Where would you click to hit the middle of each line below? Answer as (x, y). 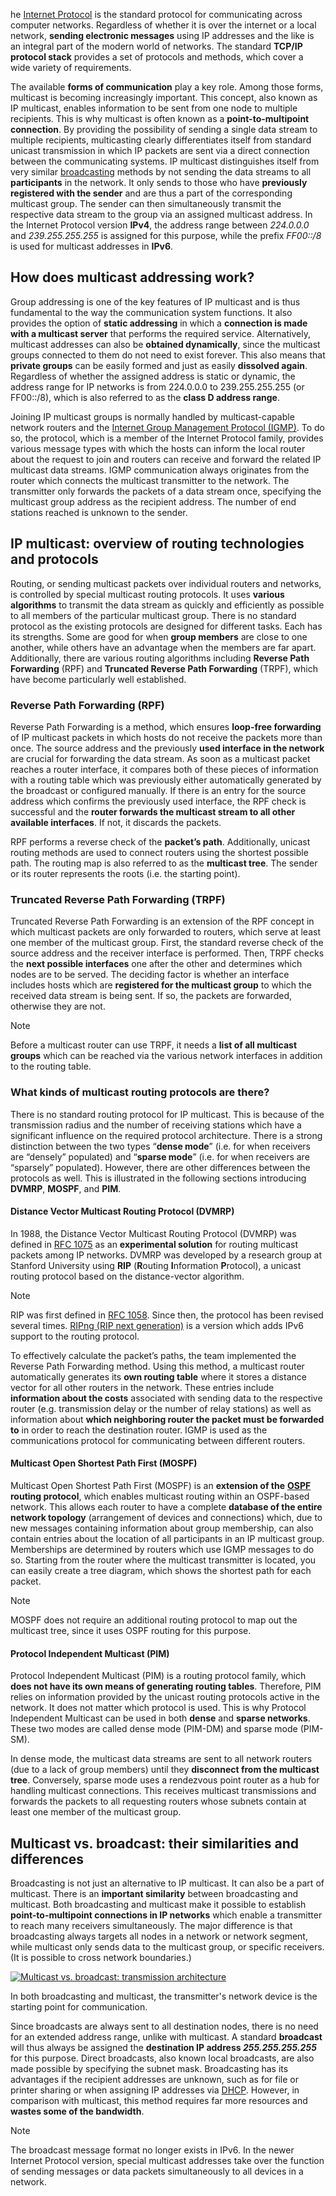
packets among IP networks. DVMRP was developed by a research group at (166, 1255)
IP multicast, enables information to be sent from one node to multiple (154, 108)
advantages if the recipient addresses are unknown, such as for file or (154, 2079)
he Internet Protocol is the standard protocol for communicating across (156, 14)
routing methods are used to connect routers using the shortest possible (159, 852)
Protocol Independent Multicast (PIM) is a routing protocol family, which (158, 1676)
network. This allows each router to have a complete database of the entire (166, 1506)
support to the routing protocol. (75, 1336)
